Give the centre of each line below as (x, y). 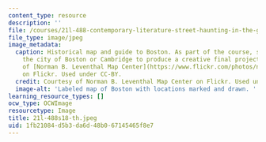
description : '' (35, 23)
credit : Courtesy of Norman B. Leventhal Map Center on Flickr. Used (132, 81)
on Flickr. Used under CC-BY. (72, 74)
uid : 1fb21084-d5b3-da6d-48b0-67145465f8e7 (81, 125)
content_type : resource (47, 15)
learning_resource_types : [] (56, 96)
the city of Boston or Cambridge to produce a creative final (127, 60)
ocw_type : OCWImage (40, 103)
